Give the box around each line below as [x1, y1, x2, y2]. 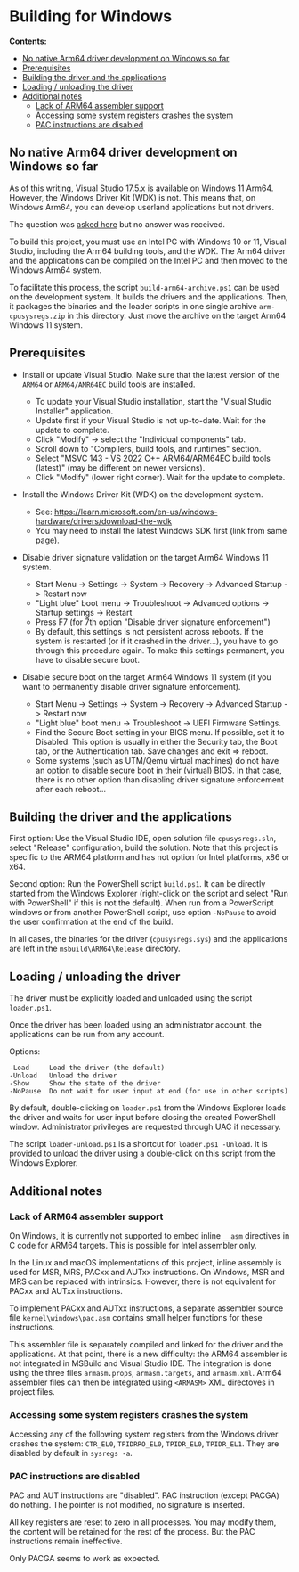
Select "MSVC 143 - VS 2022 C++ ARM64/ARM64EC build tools [35, 453, 271, 463]
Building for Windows [9, 6, 172, 27]
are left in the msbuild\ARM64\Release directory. [9, 943, 181, 954]
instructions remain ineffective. [9, 1535, 123, 1547]
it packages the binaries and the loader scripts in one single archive [9, 300, 258, 311]
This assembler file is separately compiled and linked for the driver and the [9, 1339, 284, 1349]
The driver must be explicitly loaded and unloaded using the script [9, 993, 253, 1003]
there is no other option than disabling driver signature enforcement [35, 774, 285, 785]
